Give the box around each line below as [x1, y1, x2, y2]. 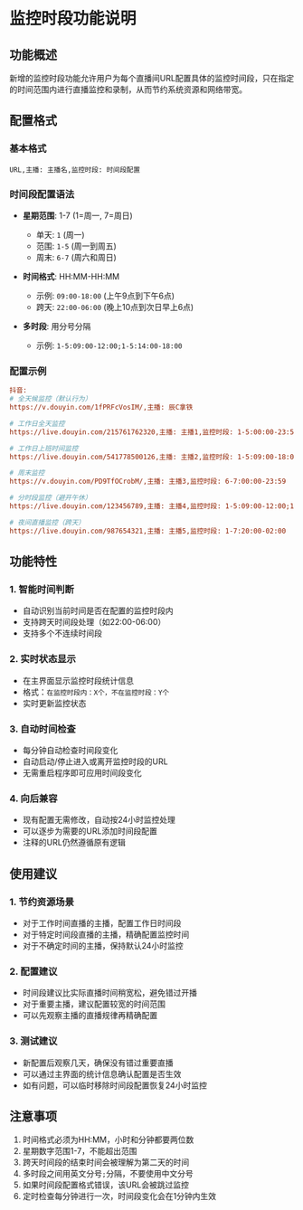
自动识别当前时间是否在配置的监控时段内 [22, 605, 174, 616]
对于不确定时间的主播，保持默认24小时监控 [22, 940, 184, 950]
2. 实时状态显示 [9, 653, 77, 666]
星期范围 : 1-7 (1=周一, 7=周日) [22, 210, 133, 221]
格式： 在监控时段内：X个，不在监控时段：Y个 [22, 686, 170, 697]
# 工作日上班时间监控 [9, 444, 79, 453]
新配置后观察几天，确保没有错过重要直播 [22, 1057, 174, 1068]
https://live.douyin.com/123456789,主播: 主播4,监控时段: [9, 502, 222, 511]
